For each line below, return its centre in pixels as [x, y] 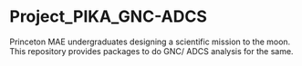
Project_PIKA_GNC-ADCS [108, 17]
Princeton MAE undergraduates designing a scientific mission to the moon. [150, 42]
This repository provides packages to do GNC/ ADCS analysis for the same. [151, 51]
